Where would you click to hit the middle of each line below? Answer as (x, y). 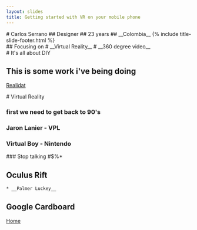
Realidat (16, 86)
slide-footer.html (26, 40)
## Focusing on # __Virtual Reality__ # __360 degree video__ (79, 46)
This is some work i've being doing (71, 71)
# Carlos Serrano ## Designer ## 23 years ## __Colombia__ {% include (92, 34)
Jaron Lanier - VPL (33, 128)
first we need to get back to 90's (54, 112)
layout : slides (25, 11)
